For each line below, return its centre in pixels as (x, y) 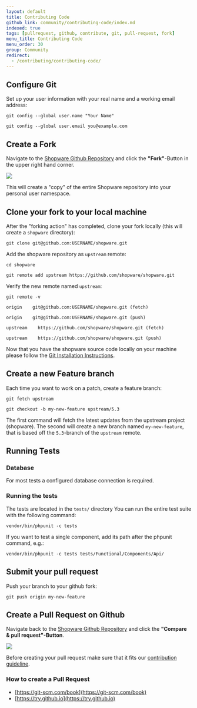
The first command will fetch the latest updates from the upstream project (96, 420)
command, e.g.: (25, 543)
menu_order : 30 (25, 45)
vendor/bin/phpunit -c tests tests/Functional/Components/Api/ (85, 554)
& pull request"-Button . (35, 635)
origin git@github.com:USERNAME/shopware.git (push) (76, 317)
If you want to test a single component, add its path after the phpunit (89, 537)
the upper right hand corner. (40, 165)
